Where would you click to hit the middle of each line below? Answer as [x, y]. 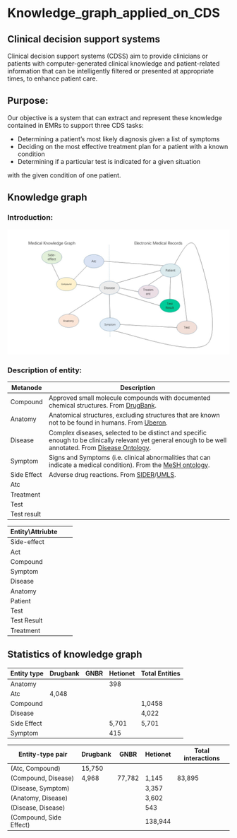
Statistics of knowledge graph [75, 655]
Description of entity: [45, 370]
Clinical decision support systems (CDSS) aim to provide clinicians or [108, 56]
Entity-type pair [43, 755]
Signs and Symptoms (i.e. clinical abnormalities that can [129, 457]
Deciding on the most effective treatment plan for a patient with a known [123, 146]
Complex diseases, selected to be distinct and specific [127, 432]
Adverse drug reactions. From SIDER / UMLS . [112, 475]
